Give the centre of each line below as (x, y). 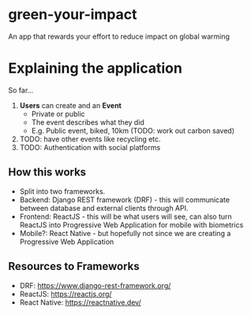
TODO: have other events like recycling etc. (90, 139)
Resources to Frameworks (74, 266)
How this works (47, 172)
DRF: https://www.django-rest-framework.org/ (95, 285)
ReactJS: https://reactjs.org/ (66, 294)
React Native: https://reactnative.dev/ (81, 302)
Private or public (58, 114)
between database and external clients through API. (104, 208)
